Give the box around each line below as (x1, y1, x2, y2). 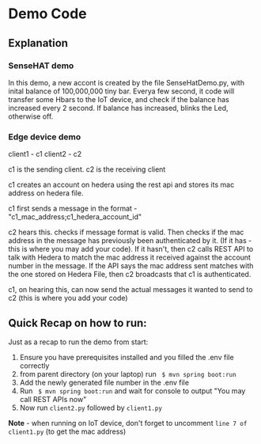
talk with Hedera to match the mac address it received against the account (8, 252, 252, 262)
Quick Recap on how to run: (8, 316, 148, 329)
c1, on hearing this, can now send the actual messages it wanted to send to (8, 285, 253, 294)
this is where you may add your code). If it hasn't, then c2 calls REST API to (8, 245, 254, 254)
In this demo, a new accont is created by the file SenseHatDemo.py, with (8, 78, 245, 87)
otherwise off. (8, 112, 54, 121)
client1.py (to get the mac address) (8, 427, 127, 436)
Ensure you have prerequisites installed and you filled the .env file (19, 352, 235, 362)
